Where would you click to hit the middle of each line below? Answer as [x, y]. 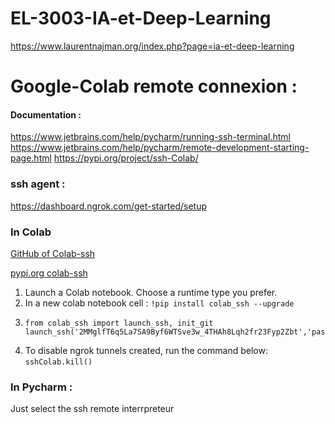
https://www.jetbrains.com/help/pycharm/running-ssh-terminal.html [150, 137]
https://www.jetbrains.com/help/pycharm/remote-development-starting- [160, 148]
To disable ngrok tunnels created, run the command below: [146, 350]
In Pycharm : [41, 387]
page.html [31, 158]
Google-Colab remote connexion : [154, 86]
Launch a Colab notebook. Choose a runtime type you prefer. [151, 292]
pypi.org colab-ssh [49, 273]
